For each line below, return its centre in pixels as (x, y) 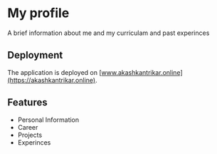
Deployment (35, 55)
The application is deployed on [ (54, 72)
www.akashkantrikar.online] (142, 72)
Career (28, 127)
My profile (38, 13)
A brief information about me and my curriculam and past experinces (108, 33)
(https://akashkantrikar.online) (52, 80)
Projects (30, 135)
